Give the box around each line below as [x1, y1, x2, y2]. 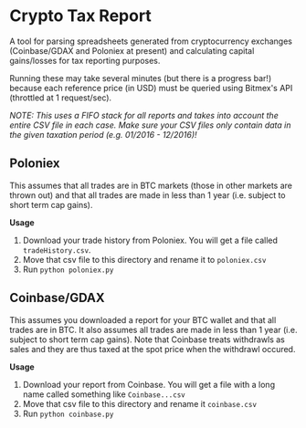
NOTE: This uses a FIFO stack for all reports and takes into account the [9, 110, 279, 120]
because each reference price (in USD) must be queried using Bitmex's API [9, 82, 293, 93]
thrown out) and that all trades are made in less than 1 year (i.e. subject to [9, 189, 286, 201]
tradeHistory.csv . [22, 244, 91, 256]
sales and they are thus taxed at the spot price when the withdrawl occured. [9, 343, 296, 354]
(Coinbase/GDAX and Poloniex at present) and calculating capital [9, 45, 255, 56]
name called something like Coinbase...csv [22, 389, 185, 400]
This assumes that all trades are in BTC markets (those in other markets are [9, 180, 293, 191]
